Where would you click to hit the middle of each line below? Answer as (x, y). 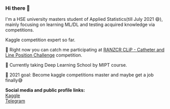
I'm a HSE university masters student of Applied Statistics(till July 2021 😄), (84, 19)
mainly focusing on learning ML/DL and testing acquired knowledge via (80, 24)
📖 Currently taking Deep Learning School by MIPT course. (66, 65)
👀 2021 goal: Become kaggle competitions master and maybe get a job (80, 75)
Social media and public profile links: (45, 90)
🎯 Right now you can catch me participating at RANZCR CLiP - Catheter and (85, 50)
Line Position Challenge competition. (44, 55)
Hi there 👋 (18, 8)
